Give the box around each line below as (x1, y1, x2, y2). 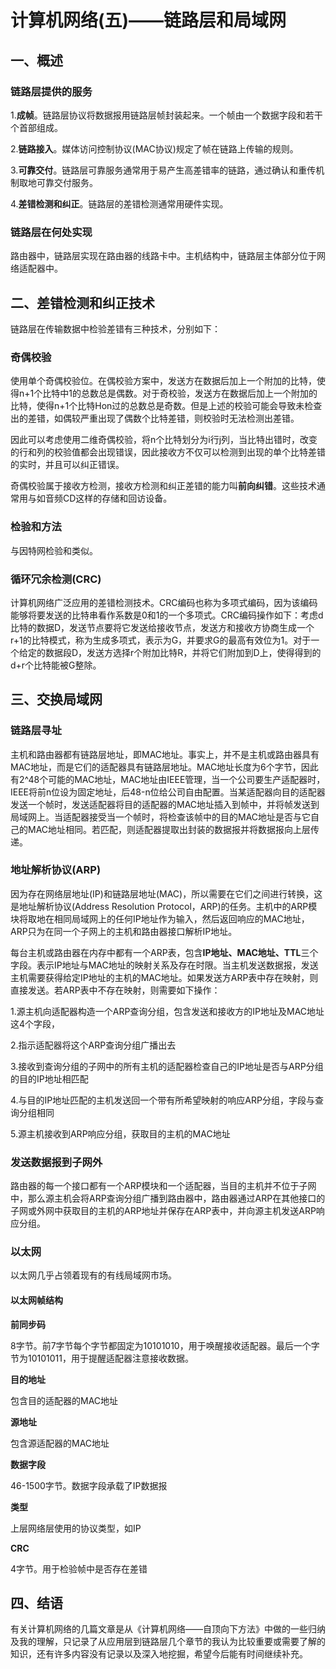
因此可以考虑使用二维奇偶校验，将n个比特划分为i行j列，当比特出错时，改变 (10, 434, 318, 446)
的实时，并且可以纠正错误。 (10, 459, 125, 471)
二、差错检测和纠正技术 (10, 294, 155, 311)
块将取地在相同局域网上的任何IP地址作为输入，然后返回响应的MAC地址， (10, 912, 310, 925)
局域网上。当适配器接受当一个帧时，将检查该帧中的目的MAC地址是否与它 (10, 811, 312, 823)
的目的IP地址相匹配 (10, 1072, 89, 1085)
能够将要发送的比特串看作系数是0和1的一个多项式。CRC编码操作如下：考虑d (10, 609, 324, 621)
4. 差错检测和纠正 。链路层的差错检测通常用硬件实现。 (10, 197, 229, 210)
